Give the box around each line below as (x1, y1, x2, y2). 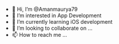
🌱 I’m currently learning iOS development (11, 18, 113, 25)
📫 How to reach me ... (11, 32, 67, 38)
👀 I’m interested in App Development (11, 12, 102, 19)
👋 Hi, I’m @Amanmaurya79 (11, 6, 78, 12)
